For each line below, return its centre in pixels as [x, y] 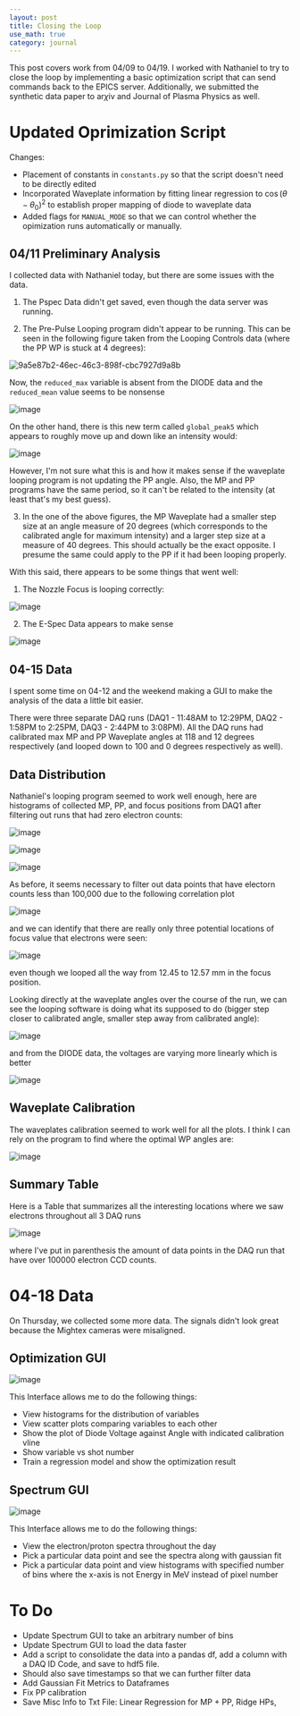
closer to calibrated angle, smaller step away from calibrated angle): [134, 1019]
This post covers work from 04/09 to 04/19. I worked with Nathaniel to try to [150, 68]
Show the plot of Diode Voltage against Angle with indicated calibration [153, 1433]
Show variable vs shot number [78, 1452]
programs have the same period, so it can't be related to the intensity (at [142, 490]
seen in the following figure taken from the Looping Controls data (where [156, 338]
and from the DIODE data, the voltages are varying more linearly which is [143, 1053]
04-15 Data [41, 669]
